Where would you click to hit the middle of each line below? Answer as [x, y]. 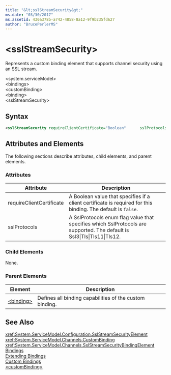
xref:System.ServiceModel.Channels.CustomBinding [60, 340]
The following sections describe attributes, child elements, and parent [78, 156]
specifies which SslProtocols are [107, 223]
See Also [20, 322]
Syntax [17, 116]
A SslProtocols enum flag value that [111, 217]
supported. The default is [99, 230]
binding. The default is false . [103, 209]
